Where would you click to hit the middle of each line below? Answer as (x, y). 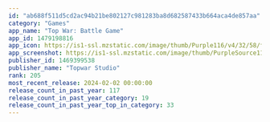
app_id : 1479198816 (41, 38)
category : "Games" (39, 23)
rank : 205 (25, 75)
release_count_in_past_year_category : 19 (79, 98)
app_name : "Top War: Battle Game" (66, 31)
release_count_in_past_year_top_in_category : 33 (91, 105)
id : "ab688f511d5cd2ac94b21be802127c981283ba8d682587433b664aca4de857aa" (135, 16)
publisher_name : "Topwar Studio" (64, 68)
